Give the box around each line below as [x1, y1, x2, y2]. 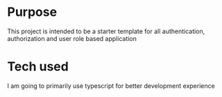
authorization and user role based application [7, 34, 137, 42]
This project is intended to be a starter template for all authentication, [7, 27, 205, 35]
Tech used [7, 59, 69, 75]
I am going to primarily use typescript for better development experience [7, 81, 215, 90]
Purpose [7, 4, 58, 20]
